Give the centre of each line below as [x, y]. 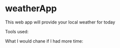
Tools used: [17, 31]
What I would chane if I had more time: [44, 41]
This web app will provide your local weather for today [60, 22]
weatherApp [31, 9]
